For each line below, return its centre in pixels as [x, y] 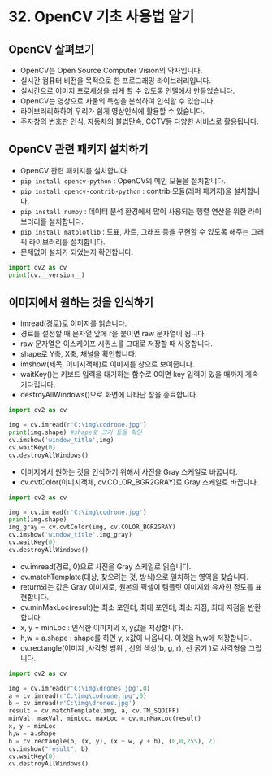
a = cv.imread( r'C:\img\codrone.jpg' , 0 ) [78, 696]
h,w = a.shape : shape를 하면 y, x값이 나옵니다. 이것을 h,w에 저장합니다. [136, 638]
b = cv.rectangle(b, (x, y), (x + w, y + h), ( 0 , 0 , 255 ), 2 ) [112, 741]
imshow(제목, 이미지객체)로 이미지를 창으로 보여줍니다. [107, 364]
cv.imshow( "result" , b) [49, 749]
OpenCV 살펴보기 [52, 49]
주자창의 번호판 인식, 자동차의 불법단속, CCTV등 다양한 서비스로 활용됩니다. [139, 121]
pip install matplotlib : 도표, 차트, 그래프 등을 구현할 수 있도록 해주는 [134, 231]
